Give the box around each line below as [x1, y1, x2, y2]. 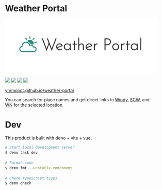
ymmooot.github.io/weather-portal [5, 88, 74, 94]
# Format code [5, 160, 34, 165]
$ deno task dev [5, 150, 38, 155]
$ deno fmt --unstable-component [5, 165, 73, 170]
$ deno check [5, 181, 32, 186]
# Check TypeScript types [5, 175, 57, 181]
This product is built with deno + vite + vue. [5, 135, 92, 141]
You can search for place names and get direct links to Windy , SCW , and [5, 97, 150, 103]
